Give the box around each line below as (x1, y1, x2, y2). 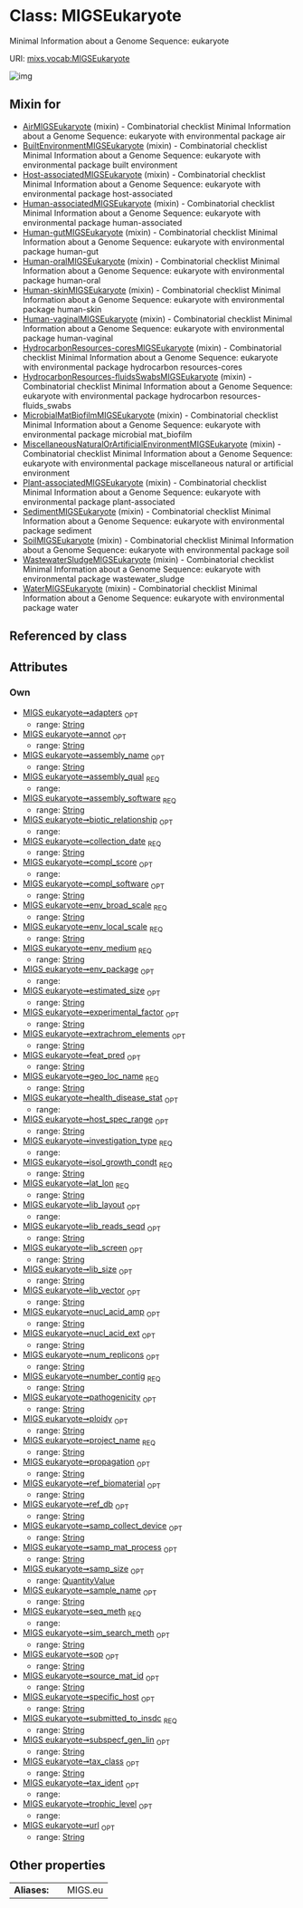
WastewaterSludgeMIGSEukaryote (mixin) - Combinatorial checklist (22, 554, 274, 564)
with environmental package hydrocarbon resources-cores (22, 361, 242, 372)
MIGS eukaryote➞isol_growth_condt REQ (22, 1156, 174, 1170)
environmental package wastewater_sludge (22, 573, 185, 584)
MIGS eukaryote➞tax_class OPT (22, 1755, 140, 1768)
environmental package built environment (22, 159, 178, 170)
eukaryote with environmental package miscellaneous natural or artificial (22, 458, 294, 468)
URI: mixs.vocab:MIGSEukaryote (9, 53, 130, 63)
